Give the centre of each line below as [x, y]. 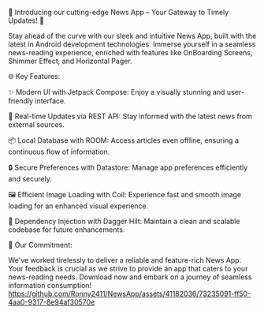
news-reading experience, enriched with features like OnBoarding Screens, [130, 52]
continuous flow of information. [59, 151]
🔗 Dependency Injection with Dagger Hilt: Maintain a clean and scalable [124, 221]
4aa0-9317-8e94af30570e [52, 302]
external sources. [37, 125]
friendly [21, 101]
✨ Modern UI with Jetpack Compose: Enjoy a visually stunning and [117, 92]
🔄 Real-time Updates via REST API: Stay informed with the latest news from [130, 116]
